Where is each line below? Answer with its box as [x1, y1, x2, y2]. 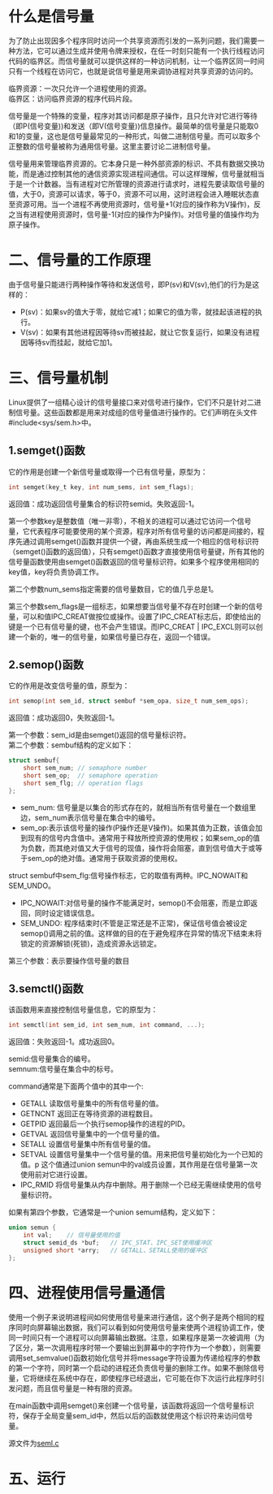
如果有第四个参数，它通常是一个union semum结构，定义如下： [8, 1207, 218, 1217]
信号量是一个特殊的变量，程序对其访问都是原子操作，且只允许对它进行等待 [8, 110, 258, 120]
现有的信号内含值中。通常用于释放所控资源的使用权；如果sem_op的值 [27, 833, 260, 842]
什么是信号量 [8, 7, 95, 26]
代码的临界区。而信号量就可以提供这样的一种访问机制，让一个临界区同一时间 [8, 56, 265, 66]
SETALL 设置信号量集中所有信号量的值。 [19, 1139, 156, 1150]
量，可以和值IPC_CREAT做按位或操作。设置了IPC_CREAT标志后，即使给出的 [8, 611, 262, 621]
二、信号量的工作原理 [8, 251, 152, 270]
